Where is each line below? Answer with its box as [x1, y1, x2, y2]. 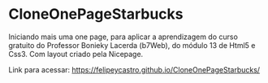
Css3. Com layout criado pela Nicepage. [8, 49, 144, 59]
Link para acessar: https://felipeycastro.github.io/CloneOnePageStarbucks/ [8, 64, 261, 74]
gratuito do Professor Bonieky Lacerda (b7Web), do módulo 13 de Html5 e [8, 40, 256, 50]
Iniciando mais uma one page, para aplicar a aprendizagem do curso [8, 32, 238, 41]
